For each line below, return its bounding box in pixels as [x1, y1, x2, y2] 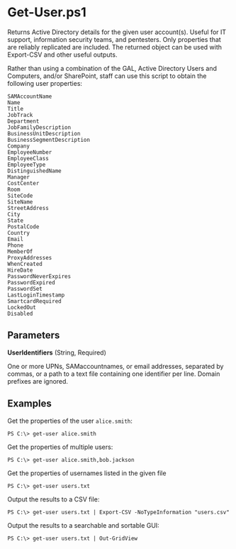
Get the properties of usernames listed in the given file [7, 469, 167, 477]
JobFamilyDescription [7, 123, 72, 131]
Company [7, 143, 30, 150]
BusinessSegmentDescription [7, 136, 91, 143]
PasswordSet [7, 285, 43, 292]
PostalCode [7, 223, 40, 231]
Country [7, 229, 30, 236]
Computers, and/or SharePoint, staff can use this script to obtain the [7, 72, 207, 80]
